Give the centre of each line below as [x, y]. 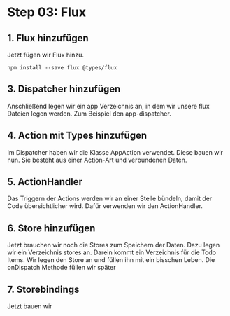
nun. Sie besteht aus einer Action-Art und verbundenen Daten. [97, 160]
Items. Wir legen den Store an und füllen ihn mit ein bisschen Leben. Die [111, 260]
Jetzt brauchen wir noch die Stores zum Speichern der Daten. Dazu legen [114, 245]
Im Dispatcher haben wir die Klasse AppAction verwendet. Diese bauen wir [115, 152]
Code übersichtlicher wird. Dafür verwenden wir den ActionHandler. [105, 206]
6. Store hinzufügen [51, 228]
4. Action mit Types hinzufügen [77, 136]
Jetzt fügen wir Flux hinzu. [45, 55]
